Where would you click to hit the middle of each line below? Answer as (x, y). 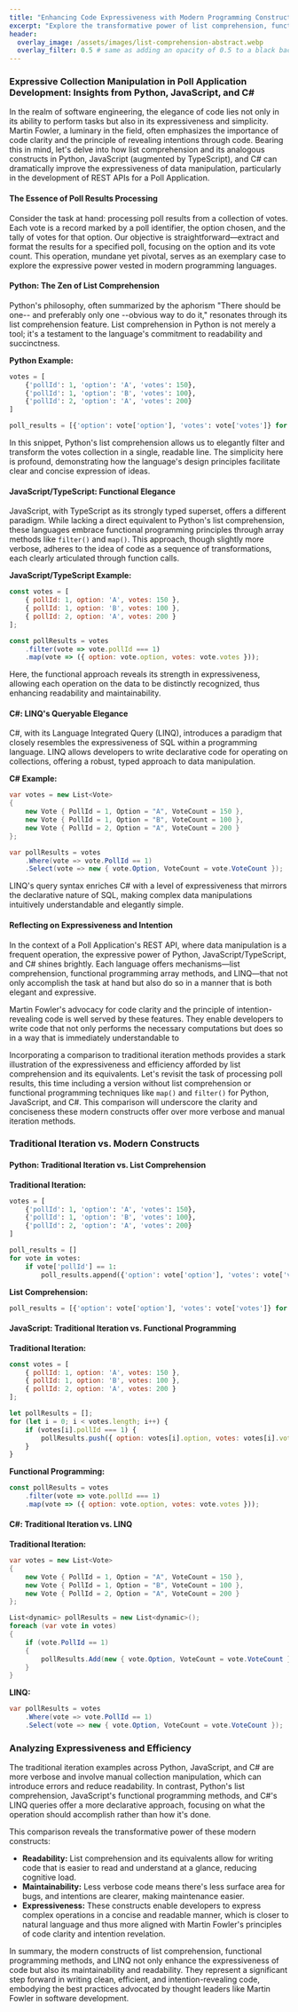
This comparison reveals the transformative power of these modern (133, 1832)
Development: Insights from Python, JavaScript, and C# (132, 92)
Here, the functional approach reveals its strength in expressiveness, (135, 674)
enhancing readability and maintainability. (85, 693)
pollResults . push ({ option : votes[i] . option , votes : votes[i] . (160, 1438)
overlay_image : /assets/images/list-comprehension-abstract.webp (141, 42)
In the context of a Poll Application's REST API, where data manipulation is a (148, 945)
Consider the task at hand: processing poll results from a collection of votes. (149, 218)
